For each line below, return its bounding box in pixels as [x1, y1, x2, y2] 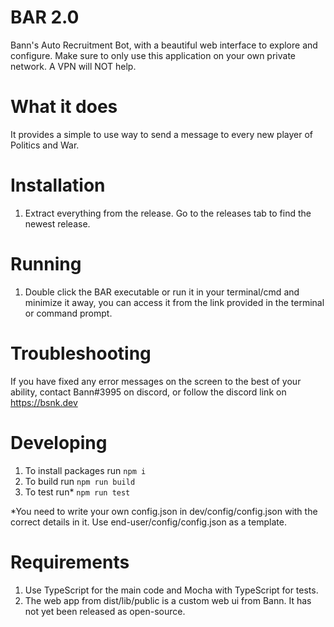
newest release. [24, 217, 91, 230]
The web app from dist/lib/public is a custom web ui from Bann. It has [24, 594, 312, 606]
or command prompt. [24, 307, 113, 319]
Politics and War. [10, 139, 80, 151]
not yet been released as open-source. [24, 605, 186, 617]
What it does [10, 96, 118, 118]
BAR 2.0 [10, 6, 80, 29]
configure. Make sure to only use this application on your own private [10, 49, 296, 61]
